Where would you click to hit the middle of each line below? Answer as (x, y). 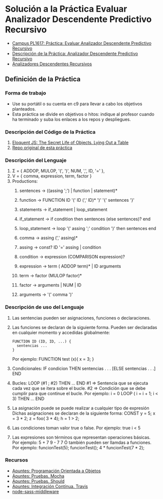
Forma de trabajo (26, 93)
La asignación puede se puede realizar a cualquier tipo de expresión (81, 408)
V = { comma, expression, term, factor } (52, 176)
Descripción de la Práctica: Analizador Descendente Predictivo (75, 53)
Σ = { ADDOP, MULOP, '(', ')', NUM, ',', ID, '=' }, (58, 171)
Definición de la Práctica (43, 79)
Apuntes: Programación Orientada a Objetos (56, 471)
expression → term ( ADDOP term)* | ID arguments (70, 266)
